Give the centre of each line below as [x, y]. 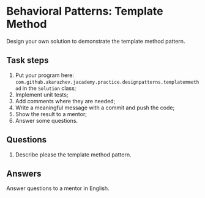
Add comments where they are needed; [65, 101]
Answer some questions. [47, 120]
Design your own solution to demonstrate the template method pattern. [96, 41]
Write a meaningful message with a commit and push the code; [95, 108]
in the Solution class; [49, 88]
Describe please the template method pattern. [73, 155]
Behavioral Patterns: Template [85, 11]
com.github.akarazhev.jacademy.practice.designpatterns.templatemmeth [107, 82]
